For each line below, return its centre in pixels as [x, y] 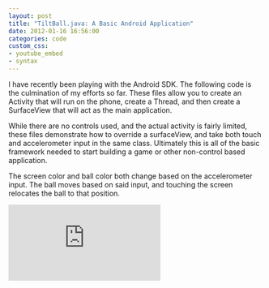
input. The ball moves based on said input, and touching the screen [121, 184]
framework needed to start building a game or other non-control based [127, 152]
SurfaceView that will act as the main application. [90, 110]
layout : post [30, 16]
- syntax [23, 62]
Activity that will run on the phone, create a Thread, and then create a [124, 101]
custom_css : [28, 46]
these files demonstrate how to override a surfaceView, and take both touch [135, 134]
